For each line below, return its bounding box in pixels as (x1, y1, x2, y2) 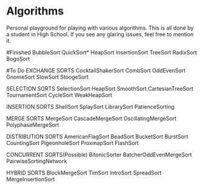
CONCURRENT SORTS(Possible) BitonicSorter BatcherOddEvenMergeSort (6, 151, 192, 158)
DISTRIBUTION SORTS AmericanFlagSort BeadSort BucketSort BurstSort (6, 133, 188, 140)
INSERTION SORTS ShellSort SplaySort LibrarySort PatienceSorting (6, 103, 175, 110)
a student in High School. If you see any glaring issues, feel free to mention (6, 30, 194, 37)
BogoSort (6, 55, 30, 62)
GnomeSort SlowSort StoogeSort (6, 73, 89, 80)
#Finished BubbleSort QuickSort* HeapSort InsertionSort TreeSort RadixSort (6, 48, 197, 56)
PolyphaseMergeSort (6, 121, 59, 128)
